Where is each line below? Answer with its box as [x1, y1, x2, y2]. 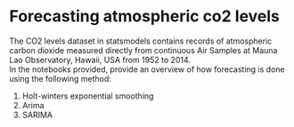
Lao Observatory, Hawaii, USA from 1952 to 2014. [9, 54, 192, 65]
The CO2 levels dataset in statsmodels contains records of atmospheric [9, 36, 273, 46]
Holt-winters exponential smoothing [21, 91, 154, 101]
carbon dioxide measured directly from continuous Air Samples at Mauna [9, 44, 278, 55]
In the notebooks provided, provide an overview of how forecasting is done [9, 64, 285, 75]
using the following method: [9, 73, 111, 83]
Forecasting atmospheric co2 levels [9, 6, 281, 27]
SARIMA [21, 109, 53, 120]
